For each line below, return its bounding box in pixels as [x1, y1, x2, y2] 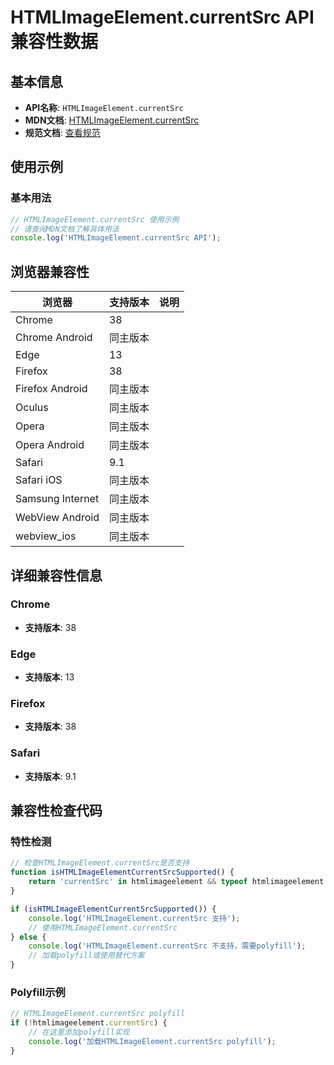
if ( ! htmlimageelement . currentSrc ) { [10, 1018, 168, 1028]
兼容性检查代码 [10, 802, 103, 820]
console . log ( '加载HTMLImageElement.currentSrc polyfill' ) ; [28, 1036, 277, 1046]
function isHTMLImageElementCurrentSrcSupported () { [10, 867, 235, 878]
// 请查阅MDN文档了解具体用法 [10, 224, 120, 234]
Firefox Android [15, 382, 88, 396]
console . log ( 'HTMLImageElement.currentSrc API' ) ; [10, 233, 222, 243]
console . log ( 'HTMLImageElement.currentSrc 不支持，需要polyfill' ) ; [28, 941, 307, 951]
